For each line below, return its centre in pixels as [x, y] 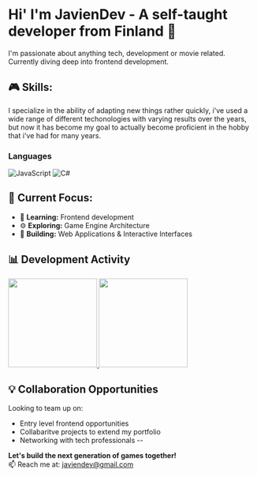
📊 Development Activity [69, 259]
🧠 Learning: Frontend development [76, 217]
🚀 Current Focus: [50, 198]
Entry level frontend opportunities [74, 423]
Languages [30, 156]
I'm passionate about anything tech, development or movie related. [117, 53]
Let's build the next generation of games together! [93, 456]
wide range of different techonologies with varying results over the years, [127, 118]
